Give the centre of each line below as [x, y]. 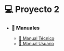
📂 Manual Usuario [36, 44]
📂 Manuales [26, 28]
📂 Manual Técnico [37, 38]
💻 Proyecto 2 [32, 9]
